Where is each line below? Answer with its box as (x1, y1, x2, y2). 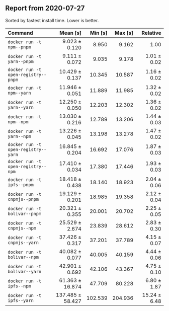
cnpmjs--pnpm (8, 196, 39, 202)
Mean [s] (59, 29, 82, 36)
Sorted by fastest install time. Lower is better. (5, 17, 99, 23)
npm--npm (8, 119, 29, 125)
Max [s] (115, 29, 134, 36)
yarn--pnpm (8, 58, 34, 64)
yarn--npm (8, 133, 31, 139)
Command (8, 29, 34, 36)
